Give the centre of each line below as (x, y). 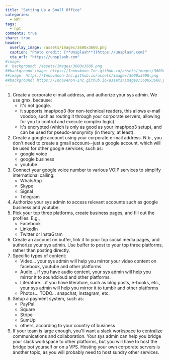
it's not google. (35, 105)
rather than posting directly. (41, 250)
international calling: (33, 175)
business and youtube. (36, 207)
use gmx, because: (32, 100)
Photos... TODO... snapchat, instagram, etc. (65, 293)
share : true (18, 38)
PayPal (27, 304)
